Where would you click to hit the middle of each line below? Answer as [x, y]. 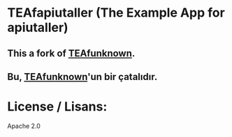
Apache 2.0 [24, 126]
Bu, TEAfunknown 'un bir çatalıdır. [82, 77]
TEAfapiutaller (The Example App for [116, 13]
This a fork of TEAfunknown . [71, 53]
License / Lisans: [57, 107]
